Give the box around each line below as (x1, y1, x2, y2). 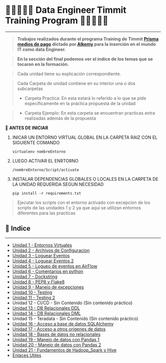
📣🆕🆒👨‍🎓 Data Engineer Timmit (5, 4, 127, 16)
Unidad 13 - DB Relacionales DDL (12, 305, 80, 311)
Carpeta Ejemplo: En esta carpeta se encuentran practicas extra (24, 110, 156, 116)
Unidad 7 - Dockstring (12, 274, 58, 280)
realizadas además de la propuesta (24, 115, 96, 121)
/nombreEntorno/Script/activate (12, 167, 79, 172)
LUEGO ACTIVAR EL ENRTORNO (12, 158, 79, 163)
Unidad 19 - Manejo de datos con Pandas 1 (12, 336, 100, 342)
